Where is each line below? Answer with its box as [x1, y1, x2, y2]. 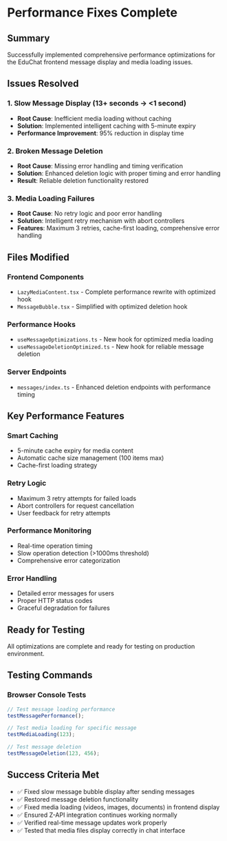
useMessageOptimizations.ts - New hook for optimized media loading [17, 335, 213, 344]
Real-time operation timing [17, 542, 93, 550]
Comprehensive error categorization [17, 556, 120, 564]
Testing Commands [7, 669, 93, 681]
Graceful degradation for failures [17, 604, 110, 612]
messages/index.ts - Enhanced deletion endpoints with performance [17, 383, 211, 391]
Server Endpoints [7, 367, 67, 377]
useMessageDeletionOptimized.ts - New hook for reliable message [17, 343, 204, 351]
